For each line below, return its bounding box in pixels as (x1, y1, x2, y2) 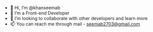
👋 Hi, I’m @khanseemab (10, 5, 61, 10)
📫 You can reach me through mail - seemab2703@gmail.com (10, 21, 140, 27)
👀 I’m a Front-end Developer (10, 10, 70, 16)
